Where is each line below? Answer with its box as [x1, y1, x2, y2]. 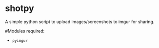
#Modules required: [5, 28, 45, 34]
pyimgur [12, 38, 28, 43]
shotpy [5, 3, 34, 14]
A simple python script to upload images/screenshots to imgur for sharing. [5, 19, 155, 24]
